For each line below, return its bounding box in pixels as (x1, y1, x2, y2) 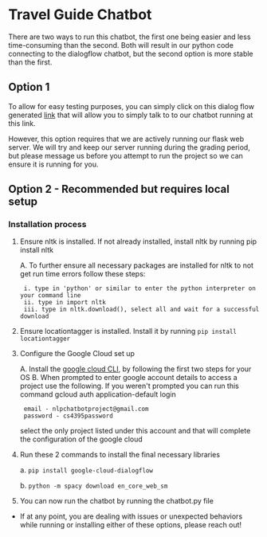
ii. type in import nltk (23, 299, 106, 307)
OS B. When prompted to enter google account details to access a (19, 373, 238, 382)
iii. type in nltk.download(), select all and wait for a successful (23, 305, 260, 314)
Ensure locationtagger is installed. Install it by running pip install (19, 327, 238, 336)
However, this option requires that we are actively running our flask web (8, 134, 245, 143)
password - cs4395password (23, 412, 113, 420)
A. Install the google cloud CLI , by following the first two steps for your (19, 364, 252, 374)
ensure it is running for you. (8, 159, 99, 169)
